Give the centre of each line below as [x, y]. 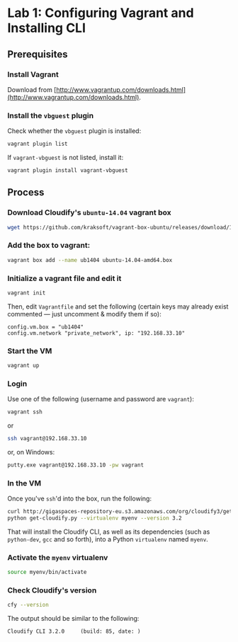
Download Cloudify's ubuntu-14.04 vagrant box [89, 212]
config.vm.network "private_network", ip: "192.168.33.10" [96, 333]
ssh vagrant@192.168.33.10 [47, 439]
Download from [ [32, 89]
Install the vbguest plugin [51, 115]
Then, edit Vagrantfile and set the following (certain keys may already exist [118, 306]
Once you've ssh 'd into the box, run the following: [80, 499]
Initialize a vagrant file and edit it [64, 278]
